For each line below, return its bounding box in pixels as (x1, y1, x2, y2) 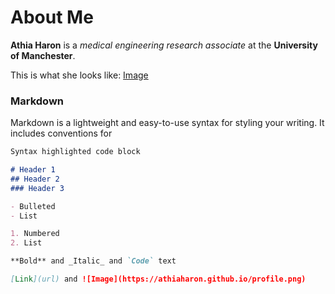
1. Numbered (10, 229, 60, 239)
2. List (10, 238, 43, 248)
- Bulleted (10, 201, 56, 211)
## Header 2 (10, 174, 60, 184)
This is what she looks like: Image (10, 69, 149, 81)
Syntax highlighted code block (10, 147, 141, 157)
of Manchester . (10, 49, 76, 61)
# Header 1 (10, 165, 56, 175)
